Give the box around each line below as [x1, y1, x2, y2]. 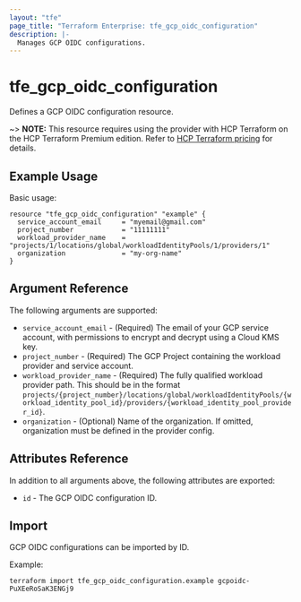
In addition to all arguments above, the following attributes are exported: [9, 475, 276, 486]
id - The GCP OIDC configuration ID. [21, 492, 158, 503]
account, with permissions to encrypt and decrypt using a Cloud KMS [21, 331, 279, 342]
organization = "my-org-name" [17, 249, 182, 258]
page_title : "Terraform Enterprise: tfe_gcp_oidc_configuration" [9, 21, 258, 30]
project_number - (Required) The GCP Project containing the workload [21, 350, 280, 361]
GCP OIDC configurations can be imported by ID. [9, 542, 190, 553]
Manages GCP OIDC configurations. [17, 38, 146, 47]
